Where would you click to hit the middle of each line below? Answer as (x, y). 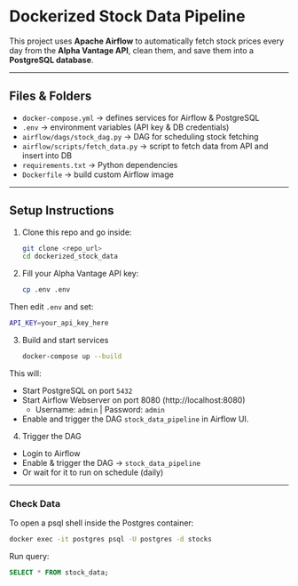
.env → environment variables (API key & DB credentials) (125, 127)
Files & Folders (51, 96)
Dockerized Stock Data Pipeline (127, 16)
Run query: (29, 557)
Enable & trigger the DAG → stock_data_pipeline (111, 462)
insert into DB (47, 155)
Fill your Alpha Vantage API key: (80, 274)
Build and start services (65, 341)
